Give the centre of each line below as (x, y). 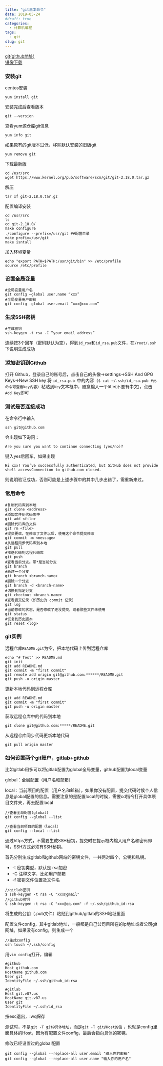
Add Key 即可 (17, 393)
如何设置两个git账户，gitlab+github (47, 758)
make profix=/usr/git (27, 238)
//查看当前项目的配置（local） (33, 827)
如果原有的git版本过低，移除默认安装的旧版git (51, 145)
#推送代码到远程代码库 (24, 553)
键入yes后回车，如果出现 (30, 456)
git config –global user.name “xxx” (42, 294)
